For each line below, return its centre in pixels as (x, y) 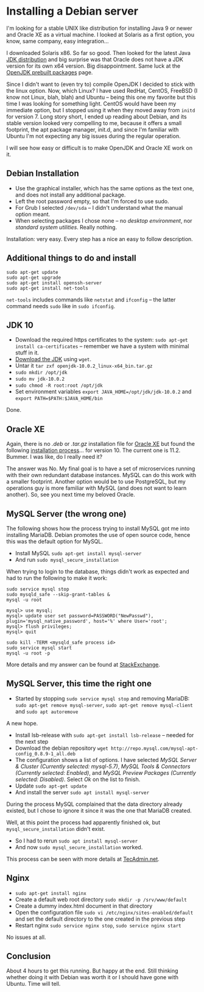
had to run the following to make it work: (57, 578)
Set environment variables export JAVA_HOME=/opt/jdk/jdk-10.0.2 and (103, 392)
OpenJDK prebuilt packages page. (50, 72)
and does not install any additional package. (70, 195)
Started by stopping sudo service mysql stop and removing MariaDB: (102, 698)
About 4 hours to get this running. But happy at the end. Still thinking (92, 971)
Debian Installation (43, 174)
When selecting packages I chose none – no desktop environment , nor (104, 220)
